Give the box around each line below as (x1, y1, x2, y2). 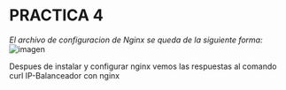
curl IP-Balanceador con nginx (9, 70, 120, 80)
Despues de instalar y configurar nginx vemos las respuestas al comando (9, 61, 277, 71)
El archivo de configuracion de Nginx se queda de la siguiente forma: (9, 34, 263, 45)
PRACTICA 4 (9, 5, 104, 26)
